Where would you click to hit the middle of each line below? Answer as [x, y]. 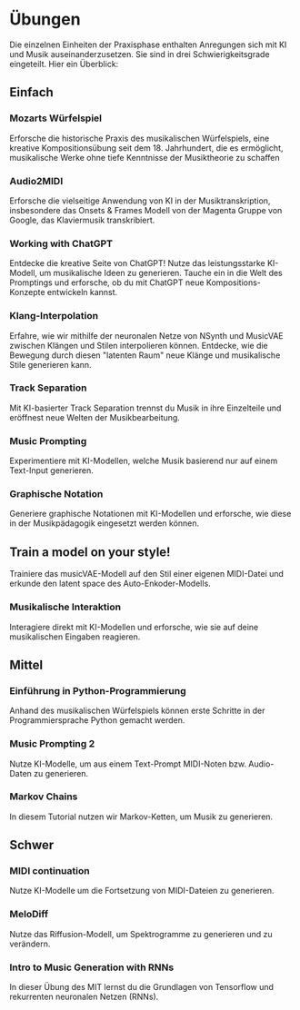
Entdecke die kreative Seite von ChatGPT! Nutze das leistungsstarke [137, 263]
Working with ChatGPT [61, 243]
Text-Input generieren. [51, 470]
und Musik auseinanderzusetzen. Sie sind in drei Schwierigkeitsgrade [140, 54]
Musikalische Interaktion [65, 607]
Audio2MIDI [36, 181]
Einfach [32, 92]
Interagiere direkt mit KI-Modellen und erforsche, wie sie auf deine [134, 627]
